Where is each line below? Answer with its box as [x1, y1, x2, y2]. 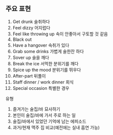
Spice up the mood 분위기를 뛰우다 [12, 67, 81, 73]
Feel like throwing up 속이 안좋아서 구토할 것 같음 [12, 31, 108, 37]
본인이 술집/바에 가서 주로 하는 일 [12, 112, 76, 118]
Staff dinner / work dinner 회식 [12, 79, 74, 85]
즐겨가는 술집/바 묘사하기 [12, 106, 61, 112]
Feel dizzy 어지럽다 [12, 25, 50, 30]
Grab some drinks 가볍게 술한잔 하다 [12, 48, 84, 54]
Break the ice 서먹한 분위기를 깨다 [12, 60, 79, 66]
